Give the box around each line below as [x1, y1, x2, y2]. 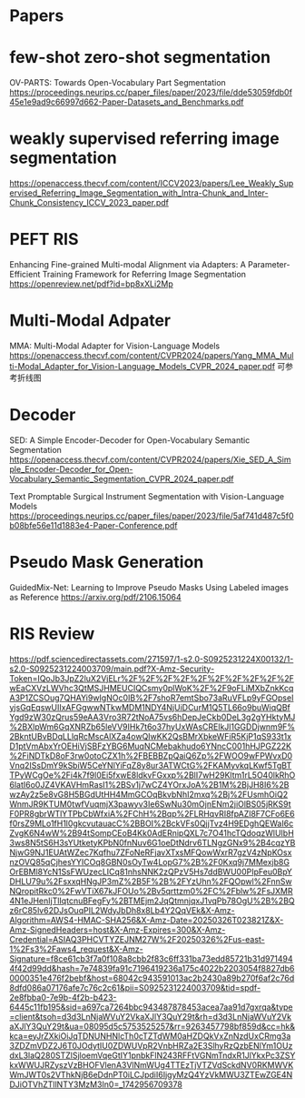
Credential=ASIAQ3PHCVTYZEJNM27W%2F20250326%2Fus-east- [9, 933, 265, 944]
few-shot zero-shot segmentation [9, 47, 271, 68]
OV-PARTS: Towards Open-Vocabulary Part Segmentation [9, 77, 227, 88]
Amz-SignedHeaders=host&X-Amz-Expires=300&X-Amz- [9, 924, 226, 935]
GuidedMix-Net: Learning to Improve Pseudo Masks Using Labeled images [9, 581, 289, 592]
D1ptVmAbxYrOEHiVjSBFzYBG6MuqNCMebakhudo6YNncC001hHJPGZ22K [9, 740, 292, 751]
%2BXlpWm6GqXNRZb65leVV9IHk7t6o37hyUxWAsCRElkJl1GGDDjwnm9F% [9, 720, 296, 732]
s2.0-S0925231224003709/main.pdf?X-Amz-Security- [9, 663, 215, 674]
